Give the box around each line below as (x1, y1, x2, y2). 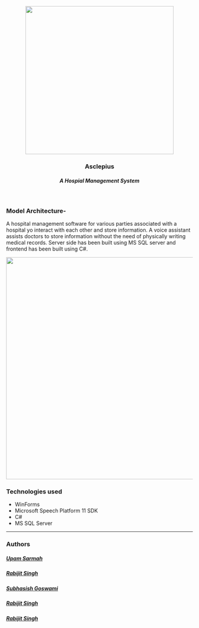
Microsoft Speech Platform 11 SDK (14, 507, 98, 514)
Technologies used (6, 488, 62, 496)
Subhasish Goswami (6, 585, 58, 592)
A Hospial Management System (59, 177, 140, 184)
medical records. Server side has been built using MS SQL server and (6, 239, 176, 246)
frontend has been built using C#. (6, 245, 88, 252)
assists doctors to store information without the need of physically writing (6, 233, 186, 240)
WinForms (14, 501, 40, 508)
